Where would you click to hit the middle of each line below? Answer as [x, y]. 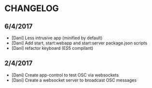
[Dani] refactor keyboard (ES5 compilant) [52, 48]
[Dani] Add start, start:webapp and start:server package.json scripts [79, 43]
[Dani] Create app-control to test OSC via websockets [65, 75]
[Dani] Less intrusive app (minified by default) [57, 38]
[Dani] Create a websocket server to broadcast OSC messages [74, 80]
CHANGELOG [32, 8]
